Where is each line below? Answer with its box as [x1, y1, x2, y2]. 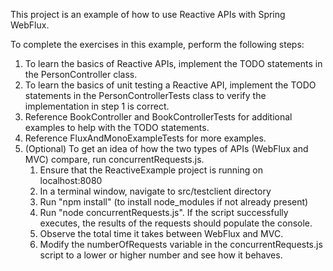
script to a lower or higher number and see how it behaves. [39, 249, 283, 261]
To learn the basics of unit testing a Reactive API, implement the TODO [24, 79, 317, 91]
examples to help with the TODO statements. [24, 122, 210, 133]
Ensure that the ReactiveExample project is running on [39, 164, 263, 176]
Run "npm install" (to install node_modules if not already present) [39, 196, 309, 208]
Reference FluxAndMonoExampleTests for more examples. [24, 132, 267, 144]
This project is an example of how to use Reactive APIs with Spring [10, 9, 286, 20]
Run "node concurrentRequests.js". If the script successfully [39, 207, 289, 218]
